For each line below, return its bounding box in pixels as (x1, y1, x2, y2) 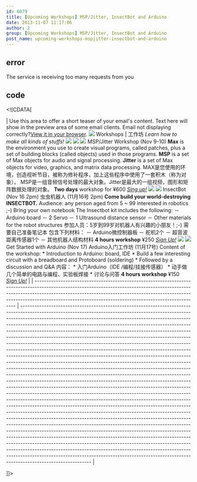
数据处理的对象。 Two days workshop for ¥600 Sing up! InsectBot (11, 186, 186, 193)
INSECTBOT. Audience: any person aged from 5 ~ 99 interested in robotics (6, 199, 189, 206)
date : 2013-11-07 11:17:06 (6, 19, 72, 25)
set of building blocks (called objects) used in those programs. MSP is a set (6, 150, 189, 158)
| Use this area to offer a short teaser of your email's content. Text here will (6, 117, 188, 124)
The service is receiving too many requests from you (6, 73, 134, 80)
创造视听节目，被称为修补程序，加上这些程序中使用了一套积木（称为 (16, 171, 181, 178)
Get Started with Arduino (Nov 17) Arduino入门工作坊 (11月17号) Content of (6, 243, 186, 250)
